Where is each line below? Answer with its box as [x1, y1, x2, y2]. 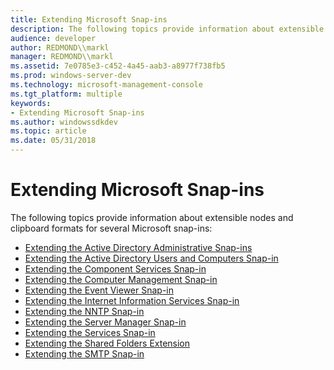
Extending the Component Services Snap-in [24, 262, 207, 275]
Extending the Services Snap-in [24, 326, 156, 338]
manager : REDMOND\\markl [10, 52, 114, 62]
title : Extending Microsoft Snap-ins [10, 14, 168, 25]
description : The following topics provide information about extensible [10, 24, 325, 34]
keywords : [10, 98, 52, 108]
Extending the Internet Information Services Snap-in [24, 294, 240, 306]
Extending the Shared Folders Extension [24, 337, 191, 349]
